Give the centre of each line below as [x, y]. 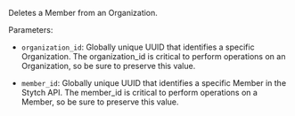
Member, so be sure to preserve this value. [100, 102]
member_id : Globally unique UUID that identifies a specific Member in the [154, 83]
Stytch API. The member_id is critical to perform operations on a [139, 93]
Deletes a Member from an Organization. [83, 13]
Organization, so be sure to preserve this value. [108, 66]
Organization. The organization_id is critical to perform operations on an [153, 56]
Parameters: [31, 30]
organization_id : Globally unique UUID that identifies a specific [138, 47]
